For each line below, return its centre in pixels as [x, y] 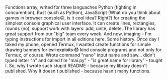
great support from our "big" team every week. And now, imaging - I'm [78, 34]
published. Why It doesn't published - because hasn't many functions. [78, 71]
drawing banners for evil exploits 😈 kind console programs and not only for [83, 50]
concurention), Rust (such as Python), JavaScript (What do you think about [83, 12]
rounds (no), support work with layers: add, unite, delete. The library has [80, 28]
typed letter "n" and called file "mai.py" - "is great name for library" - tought [84, 60]
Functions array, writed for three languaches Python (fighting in [71, 7]
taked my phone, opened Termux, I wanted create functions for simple [78, 44]
